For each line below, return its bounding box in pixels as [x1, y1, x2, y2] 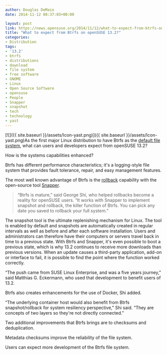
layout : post [5, 21, 32, 26]
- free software [5, 72, 39, 77]
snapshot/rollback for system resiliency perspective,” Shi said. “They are [5, 305, 154, 311]
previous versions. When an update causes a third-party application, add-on [5, 249, 162, 255]
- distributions [5, 58, 39, 63]
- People [5, 95, 23, 100]
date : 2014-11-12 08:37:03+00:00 [5, 12, 75, 17]
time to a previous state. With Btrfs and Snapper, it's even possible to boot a [5, 238, 161, 244]
